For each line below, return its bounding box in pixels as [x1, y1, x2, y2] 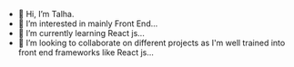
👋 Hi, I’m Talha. [17, 9, 75, 19]
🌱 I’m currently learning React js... [17, 28, 146, 38]
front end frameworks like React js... [17, 47, 155, 58]
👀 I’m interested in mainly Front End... [17, 18, 158, 29]
